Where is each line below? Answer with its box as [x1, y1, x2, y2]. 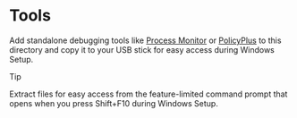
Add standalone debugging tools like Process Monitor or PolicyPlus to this [9, 35, 282, 46]
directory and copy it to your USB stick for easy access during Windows [9, 44, 275, 55]
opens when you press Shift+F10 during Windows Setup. [9, 97, 219, 108]
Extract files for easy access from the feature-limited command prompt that [9, 88, 288, 99]
